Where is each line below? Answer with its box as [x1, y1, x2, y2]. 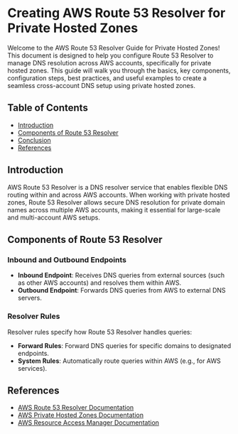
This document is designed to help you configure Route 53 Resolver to [7, 51, 214, 60]
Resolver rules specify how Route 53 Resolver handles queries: [7, 327, 193, 336]
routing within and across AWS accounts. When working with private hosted [7, 190, 230, 199]
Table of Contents [7, 102, 89, 114]
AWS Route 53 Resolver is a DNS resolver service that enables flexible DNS [7, 183, 228, 191]
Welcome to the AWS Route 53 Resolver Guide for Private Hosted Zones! [7, 43, 220, 52]
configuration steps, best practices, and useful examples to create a [7, 73, 207, 82]
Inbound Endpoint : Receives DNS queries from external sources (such [17, 271, 225, 280]
